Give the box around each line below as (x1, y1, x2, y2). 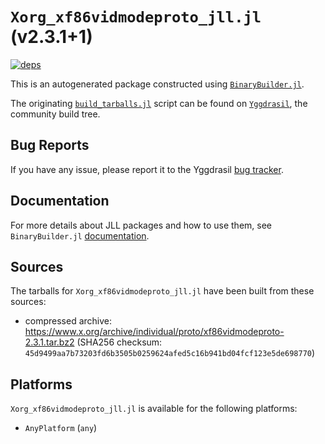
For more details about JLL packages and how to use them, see (10, 219, 273, 231)
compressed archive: (24, 315, 113, 327)
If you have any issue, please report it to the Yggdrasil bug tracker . (10, 163, 284, 175)
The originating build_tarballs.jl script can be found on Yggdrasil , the (10, 97, 308, 109)
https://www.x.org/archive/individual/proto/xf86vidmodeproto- (24, 326, 285, 338)
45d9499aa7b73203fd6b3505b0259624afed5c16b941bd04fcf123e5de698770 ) (24, 347, 316, 359)
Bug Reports (10, 137, 90, 154)
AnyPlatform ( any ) (24, 422, 98, 434)
